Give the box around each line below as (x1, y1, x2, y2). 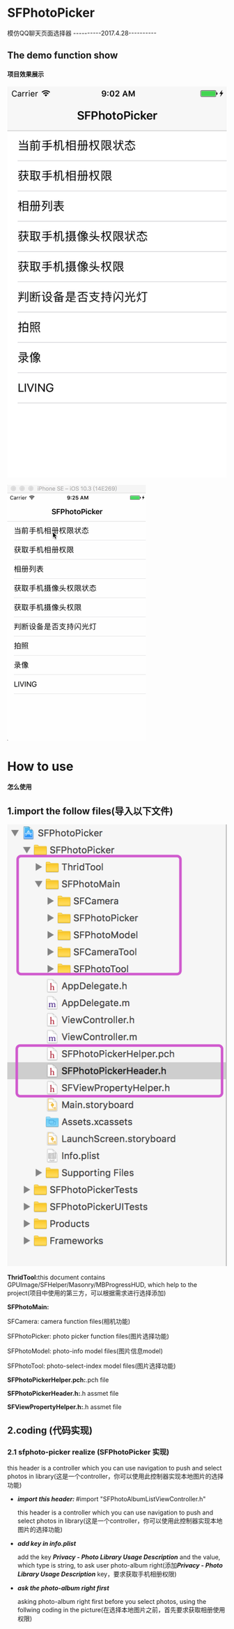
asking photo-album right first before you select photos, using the (17, 1597, 207, 1605)
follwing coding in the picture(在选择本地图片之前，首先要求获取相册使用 (17, 1605, 226, 1614)
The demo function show (7, 50, 118, 61)
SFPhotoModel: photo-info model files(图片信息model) (7, 1347, 164, 1355)
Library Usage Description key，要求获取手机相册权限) (17, 1570, 177, 1578)
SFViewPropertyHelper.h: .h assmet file (7, 1403, 122, 1411)
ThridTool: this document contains (7, 1273, 106, 1282)
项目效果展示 (7, 70, 44, 78)
